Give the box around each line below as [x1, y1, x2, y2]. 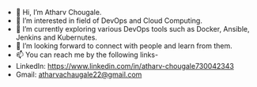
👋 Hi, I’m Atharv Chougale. [15, 8, 102, 17]
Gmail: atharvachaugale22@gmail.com [15, 70, 142, 79]
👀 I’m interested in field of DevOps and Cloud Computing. [15, 16, 203, 25]
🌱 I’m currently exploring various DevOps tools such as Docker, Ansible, [15, 25, 250, 33]
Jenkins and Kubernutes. [15, 32, 97, 42]
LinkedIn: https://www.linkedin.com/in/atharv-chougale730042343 [15, 62, 235, 70]
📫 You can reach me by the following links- [15, 50, 159, 59]
